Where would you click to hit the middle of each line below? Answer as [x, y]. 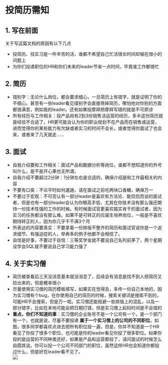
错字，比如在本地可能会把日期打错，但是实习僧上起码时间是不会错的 [92, 308]
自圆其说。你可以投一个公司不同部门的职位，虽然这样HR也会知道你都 [84, 345]
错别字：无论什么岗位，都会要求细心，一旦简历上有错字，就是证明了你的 [87, 97]
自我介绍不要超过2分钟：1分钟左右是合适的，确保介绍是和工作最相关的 [85, 177]
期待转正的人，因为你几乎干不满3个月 [51, 221]
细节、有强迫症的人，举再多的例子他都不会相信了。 [70, 234]
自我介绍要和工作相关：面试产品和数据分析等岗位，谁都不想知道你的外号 [87, 165]
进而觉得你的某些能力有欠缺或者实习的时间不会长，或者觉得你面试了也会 [87, 128]
